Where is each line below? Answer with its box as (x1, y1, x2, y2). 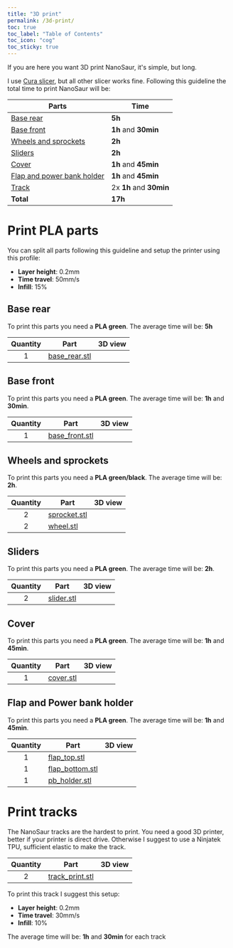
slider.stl (48, 593, 77, 603)
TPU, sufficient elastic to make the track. (7, 842, 126, 851)
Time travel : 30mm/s (17, 911, 80, 920)
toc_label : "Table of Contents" (7, 30, 103, 38)
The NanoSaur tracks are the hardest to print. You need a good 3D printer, (7, 827, 224, 836)
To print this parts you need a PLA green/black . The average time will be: (7, 474, 222, 482)
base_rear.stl (48, 351, 92, 361)
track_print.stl (48, 871, 94, 881)
